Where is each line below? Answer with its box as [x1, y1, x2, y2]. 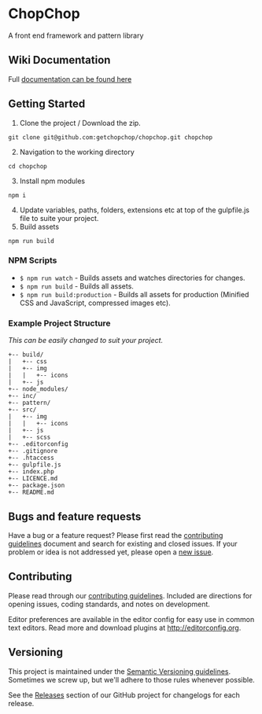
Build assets [19, 222, 60, 231]
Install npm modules [19, 176, 85, 186]
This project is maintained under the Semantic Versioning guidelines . [8, 666, 231, 676]
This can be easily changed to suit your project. [8, 336, 164, 345]
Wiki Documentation [8, 53, 111, 67]
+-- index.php [8, 468, 55, 476]
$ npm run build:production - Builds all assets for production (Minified [19, 289, 249, 299]
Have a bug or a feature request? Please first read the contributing [8, 530, 223, 539]
